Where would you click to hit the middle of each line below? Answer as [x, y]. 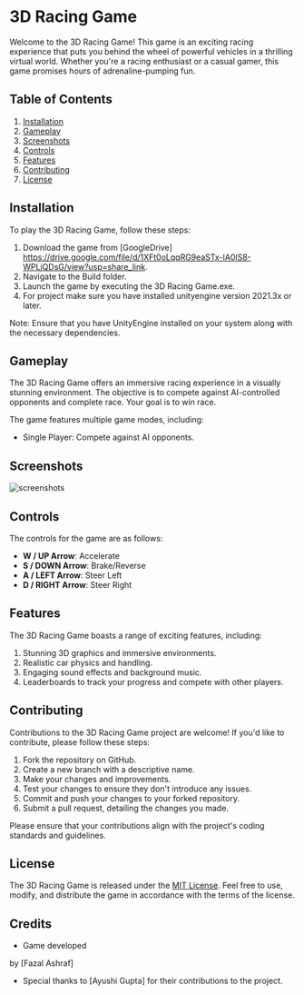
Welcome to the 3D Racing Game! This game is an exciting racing [132, 42]
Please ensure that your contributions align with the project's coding [137, 825]
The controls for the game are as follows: [86, 538]
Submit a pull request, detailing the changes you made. [126, 808]
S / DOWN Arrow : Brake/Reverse [84, 566]
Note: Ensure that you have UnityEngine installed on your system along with [151, 323]
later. [32, 305]
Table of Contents [61, 99]
